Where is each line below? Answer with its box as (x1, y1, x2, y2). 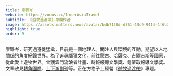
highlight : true (5, 27, 40, 32)
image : (5, 22, 20, 27)
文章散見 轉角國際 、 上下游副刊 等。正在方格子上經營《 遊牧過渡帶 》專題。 (5, 65, 159, 71)
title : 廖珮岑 (5, 7, 33, 13)
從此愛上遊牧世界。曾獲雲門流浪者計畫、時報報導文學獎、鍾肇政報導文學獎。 (5, 59, 168, 65)
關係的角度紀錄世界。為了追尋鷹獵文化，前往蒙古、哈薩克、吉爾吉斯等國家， (5, 52, 168, 59)
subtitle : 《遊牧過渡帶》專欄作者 (5, 17, 71, 22)
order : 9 (5, 31, 24, 36)
